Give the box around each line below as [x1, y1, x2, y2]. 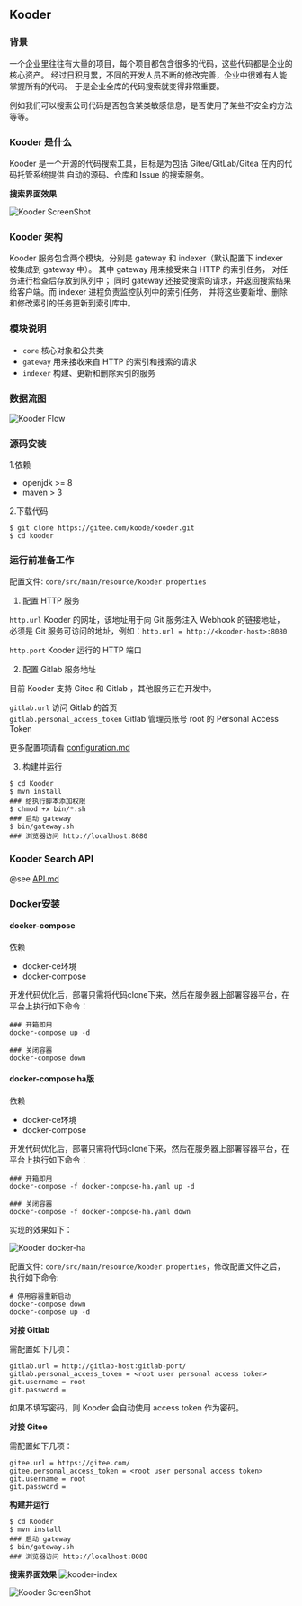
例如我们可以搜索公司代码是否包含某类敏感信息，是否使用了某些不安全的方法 [9, 99, 293, 111]
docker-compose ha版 [9, 1073, 94, 1084]
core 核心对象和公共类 [22, 344, 105, 355]
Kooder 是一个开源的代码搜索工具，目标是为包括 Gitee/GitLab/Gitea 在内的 [9, 158, 285, 169]
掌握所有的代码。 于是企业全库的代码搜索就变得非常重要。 [9, 80, 225, 91]
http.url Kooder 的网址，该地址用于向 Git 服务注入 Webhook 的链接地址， [9, 615, 285, 625]
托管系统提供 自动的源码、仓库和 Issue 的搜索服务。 [16, 169, 209, 179]
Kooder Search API [9, 853, 94, 865]
